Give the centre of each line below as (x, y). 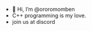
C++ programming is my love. (49, 15)
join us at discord (34, 22)
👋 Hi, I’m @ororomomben (43, 9)
